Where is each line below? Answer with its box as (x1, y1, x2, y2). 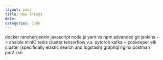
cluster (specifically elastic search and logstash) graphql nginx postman (5, 44, 150, 50)
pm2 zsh (5, 50, 23, 56)
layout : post (5, 7, 32, 12)
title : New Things (5, 12, 43, 17)
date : (5, 16, 16, 21)
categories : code (5, 20, 41, 26)
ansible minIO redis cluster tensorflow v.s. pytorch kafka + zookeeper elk (9, 40, 157, 45)
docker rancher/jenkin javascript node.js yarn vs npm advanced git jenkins (5, 34, 156, 40)
